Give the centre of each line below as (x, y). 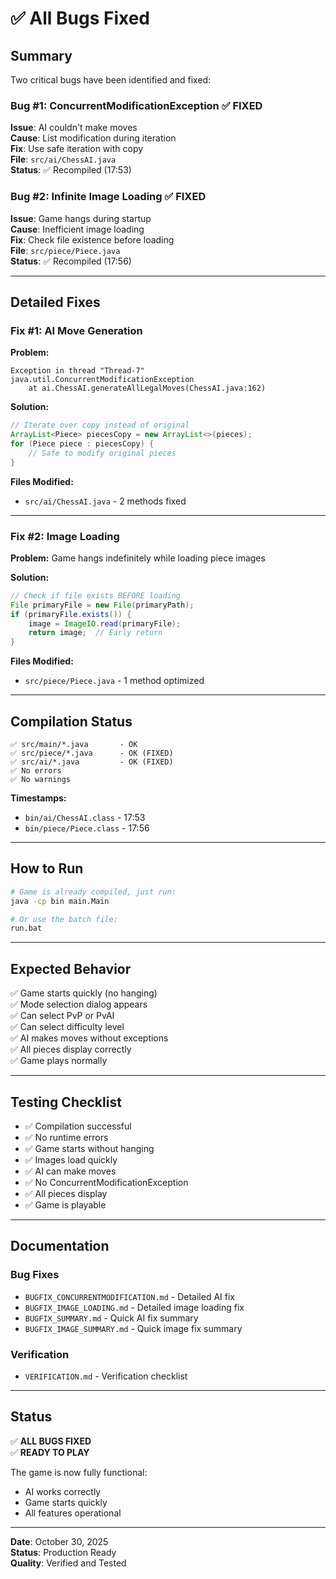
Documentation (60, 1246)
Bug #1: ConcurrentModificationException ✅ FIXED (136, 105)
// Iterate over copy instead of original (100, 425)
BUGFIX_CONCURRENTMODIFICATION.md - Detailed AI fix (130, 1296)
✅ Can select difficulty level (67, 1027)
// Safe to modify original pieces (102, 453)
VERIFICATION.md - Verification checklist (106, 1376)
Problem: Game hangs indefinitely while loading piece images (138, 558)
